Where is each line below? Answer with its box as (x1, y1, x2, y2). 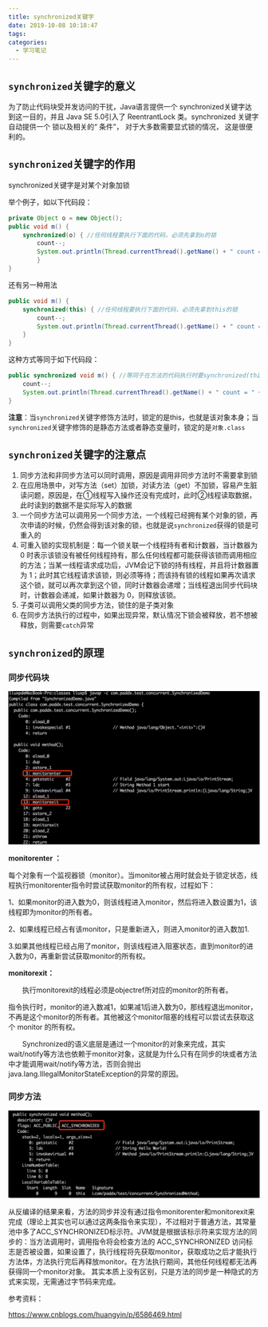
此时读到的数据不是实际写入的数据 (19, 500, 132, 511)
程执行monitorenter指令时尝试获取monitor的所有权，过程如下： (8, 880, 215, 890)
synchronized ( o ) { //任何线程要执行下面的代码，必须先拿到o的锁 (22, 231, 217, 239)
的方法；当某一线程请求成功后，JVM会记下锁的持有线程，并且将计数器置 (19, 560, 259, 570)
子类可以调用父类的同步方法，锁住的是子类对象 (19, 600, 174, 610)
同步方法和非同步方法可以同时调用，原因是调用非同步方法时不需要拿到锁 (19, 471, 258, 480)
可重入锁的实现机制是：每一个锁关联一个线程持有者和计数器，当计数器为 (19, 540, 258, 550)
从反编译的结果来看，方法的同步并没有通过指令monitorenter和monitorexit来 (8, 1207, 255, 1217)
